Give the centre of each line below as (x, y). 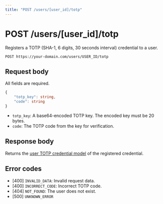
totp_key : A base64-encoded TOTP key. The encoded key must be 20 (83, 116)
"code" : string (29, 102)
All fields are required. (27, 84)
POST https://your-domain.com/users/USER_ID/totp (57, 57)
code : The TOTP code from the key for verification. (63, 126)
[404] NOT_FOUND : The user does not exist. (54, 191)
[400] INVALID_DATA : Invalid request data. (54, 180)
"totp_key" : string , (35, 97)
